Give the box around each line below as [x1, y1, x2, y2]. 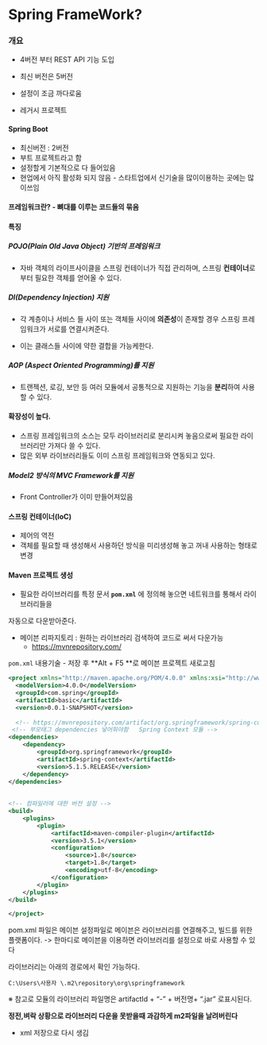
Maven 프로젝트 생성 [8, 570, 74, 580]
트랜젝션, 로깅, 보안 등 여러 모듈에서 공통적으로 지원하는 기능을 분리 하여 [19, 382, 241, 391]
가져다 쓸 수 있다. [47, 441, 101, 450]
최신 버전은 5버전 [19, 71, 74, 81]
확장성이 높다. [8, 411, 52, 422]
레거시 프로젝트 [19, 106, 68, 115]
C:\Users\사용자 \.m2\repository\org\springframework [8, 979, 185, 988]
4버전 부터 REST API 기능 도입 [19, 55, 115, 64]
